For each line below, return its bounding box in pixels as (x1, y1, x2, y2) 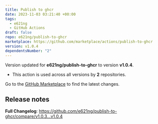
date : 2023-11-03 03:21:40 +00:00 (5, 12, 76, 17)
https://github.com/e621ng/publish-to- (38, 108, 117, 114)
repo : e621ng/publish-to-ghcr (5, 35, 67, 40)
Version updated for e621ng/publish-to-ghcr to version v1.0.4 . (5, 62, 134, 68)
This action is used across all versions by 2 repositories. (12, 71, 126, 77)
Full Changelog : (5, 108, 38, 114)
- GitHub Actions (9, 26, 45, 31)
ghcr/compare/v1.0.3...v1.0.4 (5, 114, 63, 120)
